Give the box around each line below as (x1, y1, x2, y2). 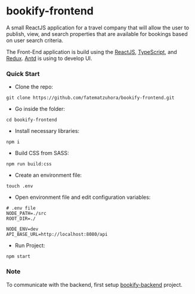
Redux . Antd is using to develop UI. (6, 54, 92, 62)
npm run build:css (6, 161, 52, 167)
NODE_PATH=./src (6, 211, 47, 217)
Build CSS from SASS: (14, 150, 70, 157)
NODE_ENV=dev (6, 226, 39, 232)
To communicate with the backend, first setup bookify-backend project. (6, 281, 183, 288)
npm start (6, 253, 31, 260)
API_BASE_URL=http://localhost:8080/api (6, 232, 109, 238)
